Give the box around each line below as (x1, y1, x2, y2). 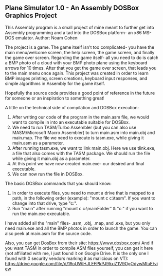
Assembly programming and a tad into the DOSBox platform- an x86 (5, 29, 142, 36)
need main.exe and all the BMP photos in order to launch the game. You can (5, 225, 157, 231)
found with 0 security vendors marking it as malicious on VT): (5, 256, 128, 261)
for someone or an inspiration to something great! (5, 95, 105, 101)
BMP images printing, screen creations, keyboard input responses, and (5, 75, 147, 81)
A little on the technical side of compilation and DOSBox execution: (5, 104, 139, 110)
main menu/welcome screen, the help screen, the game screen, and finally (5, 49, 155, 55)
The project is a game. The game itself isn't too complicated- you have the (5, 44, 155, 50)
